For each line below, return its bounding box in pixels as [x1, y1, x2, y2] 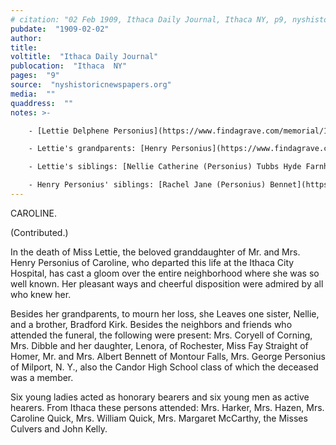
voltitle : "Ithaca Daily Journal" [10, 52, 159, 62]
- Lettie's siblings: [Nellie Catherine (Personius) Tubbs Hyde [28, 162, 302, 172]
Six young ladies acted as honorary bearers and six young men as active [10, 391, 310, 403]
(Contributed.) [10, 226, 69, 238]
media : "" [10, 89, 56, 99]
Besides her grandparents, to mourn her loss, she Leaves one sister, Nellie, [10, 307, 320, 320]
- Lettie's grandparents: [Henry [28, 144, 168, 154]
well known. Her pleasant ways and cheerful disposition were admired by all [10, 277, 324, 290]
